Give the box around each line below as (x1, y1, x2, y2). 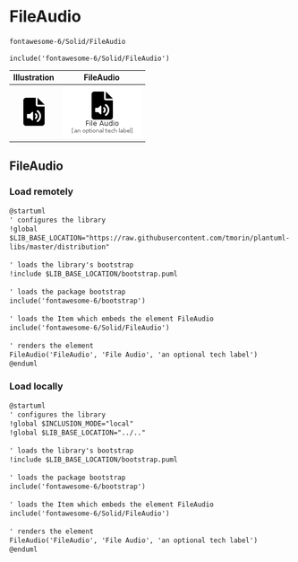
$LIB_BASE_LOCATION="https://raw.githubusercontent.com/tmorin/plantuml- (9, 233, 291, 242)
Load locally (9, 380, 64, 392)
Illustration (13, 72, 55, 83)
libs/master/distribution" (9, 242, 110, 251)
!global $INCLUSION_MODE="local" (9, 419, 134, 428)
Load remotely (9, 185, 74, 198)
